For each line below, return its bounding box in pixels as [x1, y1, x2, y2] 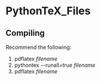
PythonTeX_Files [5, 4, 91, 18]
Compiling [5, 28, 45, 38]
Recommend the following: [5, 43, 72, 51]
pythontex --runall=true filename [14, 61, 96, 68]
